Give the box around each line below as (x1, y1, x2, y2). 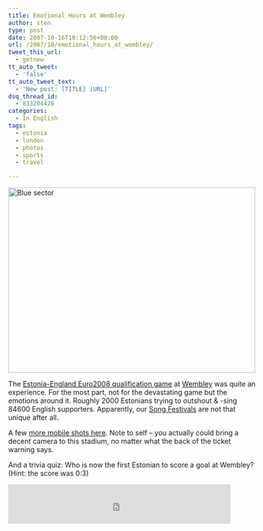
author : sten (8, 19, 51, 27)
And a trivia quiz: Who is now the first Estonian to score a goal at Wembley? (8, 460, 254, 470)
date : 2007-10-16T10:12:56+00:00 (8, 33, 118, 42)
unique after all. (8, 412, 59, 423)
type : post (8, 26, 44, 34)
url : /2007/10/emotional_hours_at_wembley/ (8, 41, 154, 49)
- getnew (15, 56, 44, 64)
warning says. (8, 445, 54, 454)
